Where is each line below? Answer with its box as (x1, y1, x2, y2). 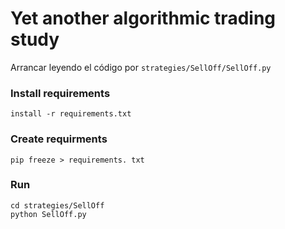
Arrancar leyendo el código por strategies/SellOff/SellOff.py (10, 61, 272, 73)
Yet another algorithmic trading (10, 7, 277, 30)
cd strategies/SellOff (10, 200, 105, 211)
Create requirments (10, 132, 108, 146)
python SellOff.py (10, 209, 87, 219)
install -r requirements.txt (10, 109, 132, 119)
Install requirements (10, 86, 111, 100)
